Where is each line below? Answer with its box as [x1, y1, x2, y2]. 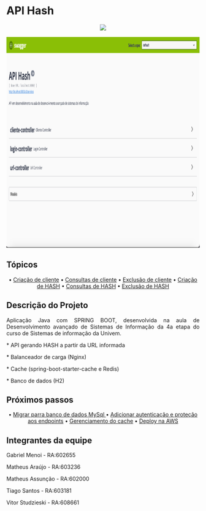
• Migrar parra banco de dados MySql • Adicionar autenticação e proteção [8, 411, 198, 418]
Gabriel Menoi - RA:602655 [6, 452, 76, 459]
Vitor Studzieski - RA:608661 [6, 499, 80, 506]
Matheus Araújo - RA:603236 [6, 463, 81, 471]
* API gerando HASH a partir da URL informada [6, 341, 126, 349]
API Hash [6, 4, 54, 18]
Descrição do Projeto [6, 300, 88, 311]
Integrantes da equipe [6, 435, 93, 445]
